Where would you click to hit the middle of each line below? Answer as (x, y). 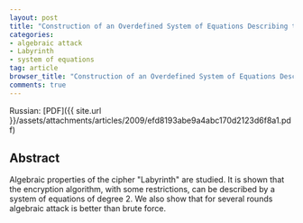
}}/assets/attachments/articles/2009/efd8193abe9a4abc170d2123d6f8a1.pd (150, 120)
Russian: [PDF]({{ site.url (55, 110)
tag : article (34, 69)
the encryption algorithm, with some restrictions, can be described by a (142, 190)
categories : (32, 34)
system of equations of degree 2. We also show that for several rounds (141, 199)
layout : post (34, 18)
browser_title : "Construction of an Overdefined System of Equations (143, 77)
